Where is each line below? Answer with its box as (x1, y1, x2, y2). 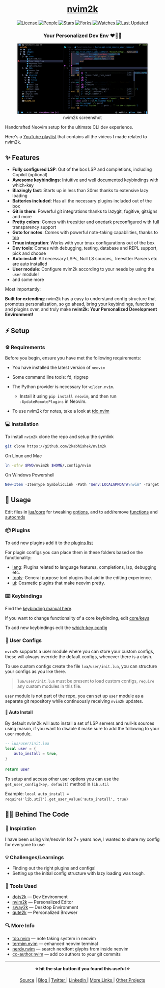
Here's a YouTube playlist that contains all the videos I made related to (5, 134, 147, 140)
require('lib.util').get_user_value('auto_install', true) (5, 796, 129, 802)
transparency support (12, 224, 56, 230)
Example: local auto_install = (5, 790, 69, 796)
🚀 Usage (5, 496, 31, 504)
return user (5, 767, 29, 772)
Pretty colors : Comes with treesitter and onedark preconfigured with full (12, 219, 160, 225)
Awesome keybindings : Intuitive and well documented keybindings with (12, 177, 159, 183)
